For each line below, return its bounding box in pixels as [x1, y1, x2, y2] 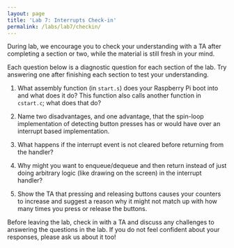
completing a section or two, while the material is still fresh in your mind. [7, 49, 215, 58]
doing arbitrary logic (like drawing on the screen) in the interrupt [17, 169, 202, 178]
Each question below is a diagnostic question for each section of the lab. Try [7, 63, 227, 72]
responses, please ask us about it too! [7, 233, 116, 241]
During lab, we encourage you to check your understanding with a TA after [7, 42, 221, 51]
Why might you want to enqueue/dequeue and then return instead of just [17, 162, 227, 170]
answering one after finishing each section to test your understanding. [7, 70, 209, 79]
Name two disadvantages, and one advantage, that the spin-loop [17, 112, 204, 121]
